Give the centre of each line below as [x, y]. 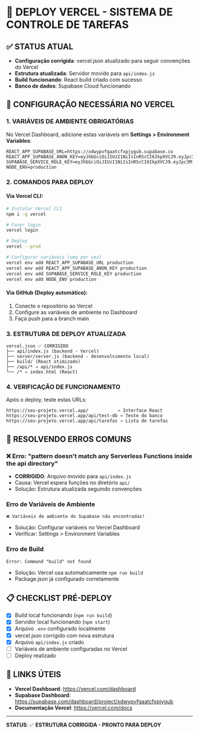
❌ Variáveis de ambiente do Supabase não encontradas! [76, 517]
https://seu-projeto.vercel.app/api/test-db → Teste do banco [84, 416]
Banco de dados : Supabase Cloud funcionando [73, 86]
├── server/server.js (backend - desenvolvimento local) [78, 356]
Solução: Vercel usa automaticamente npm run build [79, 572]
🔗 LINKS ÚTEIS [33, 675]
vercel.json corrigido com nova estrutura [64, 635]
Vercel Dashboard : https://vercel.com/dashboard [75, 689]
